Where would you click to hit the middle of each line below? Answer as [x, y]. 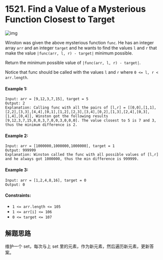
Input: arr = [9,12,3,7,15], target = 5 [47, 99]
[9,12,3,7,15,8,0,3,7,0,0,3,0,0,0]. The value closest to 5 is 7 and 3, [81, 121]
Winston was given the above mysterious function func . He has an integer [80, 42]
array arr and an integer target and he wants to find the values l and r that [81, 48]
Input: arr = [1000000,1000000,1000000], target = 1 [60, 146]
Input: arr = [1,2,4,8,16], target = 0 [46, 180]
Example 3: [17, 170]
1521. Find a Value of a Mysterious [75, 9]
